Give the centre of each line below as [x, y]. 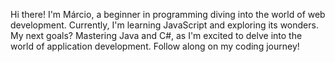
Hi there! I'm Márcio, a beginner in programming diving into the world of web [168, 14]
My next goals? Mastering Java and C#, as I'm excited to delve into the [156, 35]
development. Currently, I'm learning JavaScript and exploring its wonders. [164, 25]
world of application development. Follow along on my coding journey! [155, 46]
